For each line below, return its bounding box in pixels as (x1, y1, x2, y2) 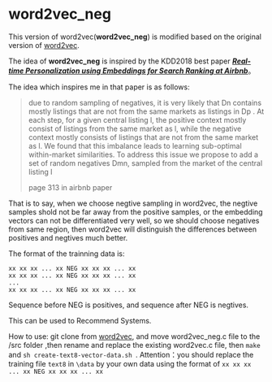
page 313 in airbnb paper (28, 182, 113, 192)
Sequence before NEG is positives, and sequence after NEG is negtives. (8, 300, 249, 310)
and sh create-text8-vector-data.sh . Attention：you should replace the (8, 349, 254, 359)
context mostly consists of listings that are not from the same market (28, 132, 259, 142)
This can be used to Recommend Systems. (8, 315, 152, 325)
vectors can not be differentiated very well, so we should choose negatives (8, 215, 260, 225)
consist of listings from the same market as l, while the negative (28, 124, 242, 133)
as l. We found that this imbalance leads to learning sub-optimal (28, 141, 242, 150)
